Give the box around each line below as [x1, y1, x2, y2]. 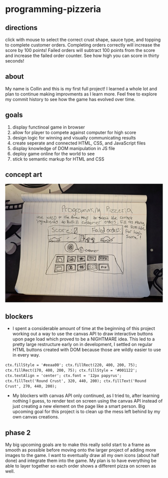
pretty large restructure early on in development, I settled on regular [12, 341, 153, 347]
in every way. [12, 352, 40, 358]
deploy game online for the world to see [12, 150, 95, 156]
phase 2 [5, 428, 31, 437]
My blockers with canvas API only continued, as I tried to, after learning [12, 392, 160, 398]
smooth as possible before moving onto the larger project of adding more [5, 447, 156, 453]
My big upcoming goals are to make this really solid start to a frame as [5, 441, 150, 447]
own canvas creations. [12, 414, 59, 420]
